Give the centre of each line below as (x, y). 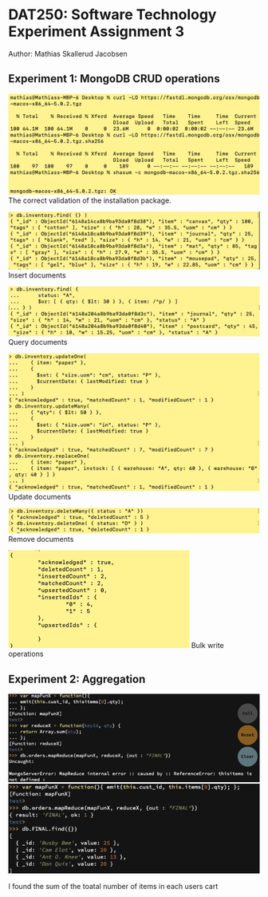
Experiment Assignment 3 (97, 32)
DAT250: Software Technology (112, 15)
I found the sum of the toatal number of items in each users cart (113, 886)
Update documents (40, 497)
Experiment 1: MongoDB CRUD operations (114, 79)
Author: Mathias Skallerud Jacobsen (68, 53)
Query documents (38, 342)
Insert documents (37, 275)
